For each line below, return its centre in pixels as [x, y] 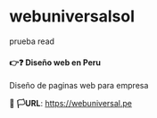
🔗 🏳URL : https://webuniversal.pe [70, 104]
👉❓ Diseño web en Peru [55, 62]
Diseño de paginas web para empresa [79, 86]
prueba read [32, 41]
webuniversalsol [72, 17]
